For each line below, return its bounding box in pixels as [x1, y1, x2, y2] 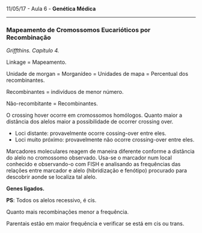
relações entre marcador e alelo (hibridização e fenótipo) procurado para [6, 167, 188, 174]
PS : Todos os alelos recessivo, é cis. [6, 197, 97, 204]
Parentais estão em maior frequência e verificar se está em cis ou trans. [6, 220, 185, 228]
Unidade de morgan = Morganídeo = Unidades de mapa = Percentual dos [6, 70, 188, 78]
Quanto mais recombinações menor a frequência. [6, 208, 129, 216]
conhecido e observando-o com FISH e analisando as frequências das [6, 161, 181, 168]
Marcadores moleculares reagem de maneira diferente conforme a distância [6, 148, 195, 155]
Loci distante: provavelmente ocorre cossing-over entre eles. [14, 129, 167, 137]
